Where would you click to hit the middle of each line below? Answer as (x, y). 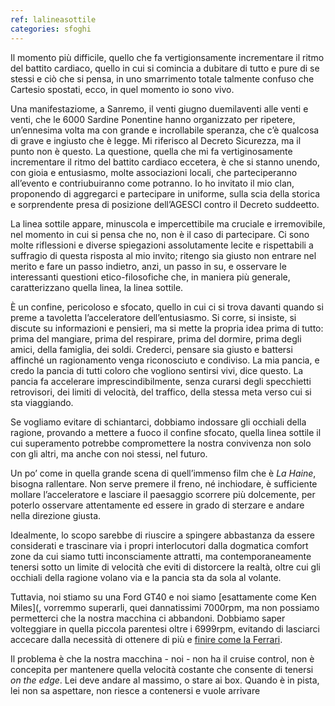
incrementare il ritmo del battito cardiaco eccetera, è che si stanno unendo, (165, 162)
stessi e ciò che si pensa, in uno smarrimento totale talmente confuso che (162, 78)
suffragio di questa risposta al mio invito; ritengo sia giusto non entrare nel (163, 255)
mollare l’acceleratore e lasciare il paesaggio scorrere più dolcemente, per (163, 494)
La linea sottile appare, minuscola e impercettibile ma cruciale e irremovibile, (168, 223)
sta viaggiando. (42, 402)
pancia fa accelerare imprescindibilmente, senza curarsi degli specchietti (161, 381)
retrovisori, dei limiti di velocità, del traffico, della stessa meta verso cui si (161, 392)
